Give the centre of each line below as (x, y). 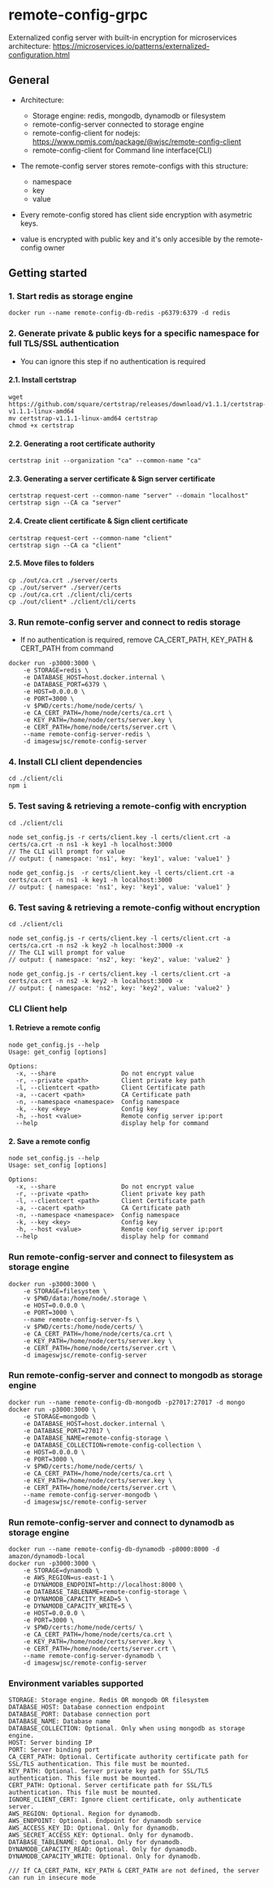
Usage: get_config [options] (58, 1052)
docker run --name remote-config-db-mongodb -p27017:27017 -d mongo (127, 1402)
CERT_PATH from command (67, 648)
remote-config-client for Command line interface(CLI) (122, 150)
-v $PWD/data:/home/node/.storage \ (85, 1298)
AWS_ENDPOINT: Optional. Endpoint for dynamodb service (105, 1821)
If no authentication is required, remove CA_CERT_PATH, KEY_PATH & (136, 640)
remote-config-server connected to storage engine (118, 124)
